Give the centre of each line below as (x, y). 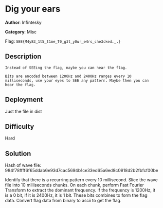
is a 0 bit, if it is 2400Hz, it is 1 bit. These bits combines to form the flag (76, 195)
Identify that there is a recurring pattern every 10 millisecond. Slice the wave (81, 180)
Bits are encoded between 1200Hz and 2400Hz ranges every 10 (68, 76)
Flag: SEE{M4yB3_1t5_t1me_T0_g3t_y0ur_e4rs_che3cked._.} (63, 41)
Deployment (24, 100)
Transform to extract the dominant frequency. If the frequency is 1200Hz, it (80, 190)
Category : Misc (21, 32)
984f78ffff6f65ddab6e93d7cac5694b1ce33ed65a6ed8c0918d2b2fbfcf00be (82, 171)
